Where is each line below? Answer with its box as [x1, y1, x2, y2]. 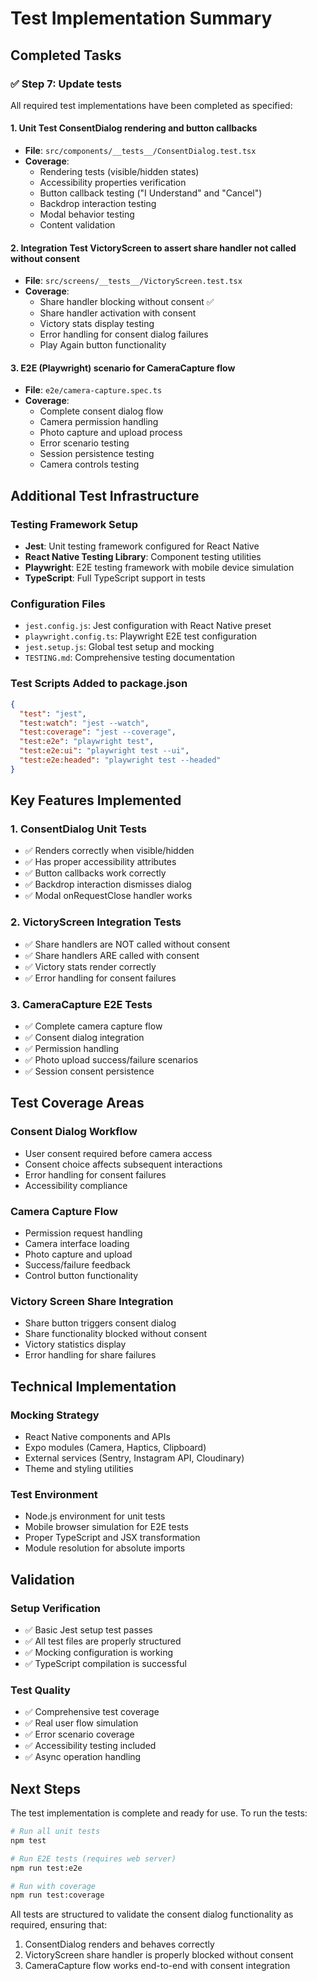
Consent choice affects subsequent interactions [24, 1158, 223, 1170]
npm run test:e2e [10, 1863, 83, 1873]
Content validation [39, 219, 116, 231]
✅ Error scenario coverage [24, 1728, 135, 1741]
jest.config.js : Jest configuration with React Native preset [24, 620, 272, 632]
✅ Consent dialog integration [24, 1032, 145, 1044]
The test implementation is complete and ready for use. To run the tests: [10, 1807, 308, 1819]
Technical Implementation [10, 1378, 177, 1395]
